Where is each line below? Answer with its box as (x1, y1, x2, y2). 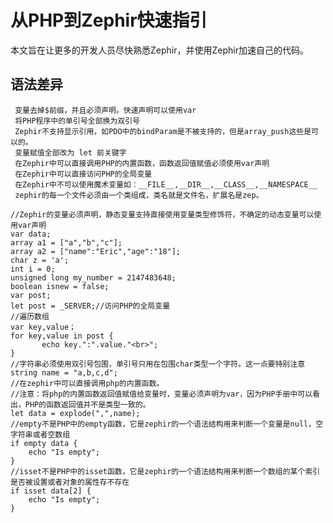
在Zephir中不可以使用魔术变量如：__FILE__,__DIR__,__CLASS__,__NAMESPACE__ (14, 179, 318, 190)
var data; (10, 229, 52, 239)
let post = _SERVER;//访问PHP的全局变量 (10, 301, 171, 311)
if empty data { (10, 438, 78, 448)
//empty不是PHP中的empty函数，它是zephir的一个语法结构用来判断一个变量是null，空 (10, 419, 324, 429)
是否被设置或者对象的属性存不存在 (10, 477, 130, 487)
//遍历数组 (10, 311, 50, 321)
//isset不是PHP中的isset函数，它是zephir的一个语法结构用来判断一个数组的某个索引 (10, 466, 321, 476)
